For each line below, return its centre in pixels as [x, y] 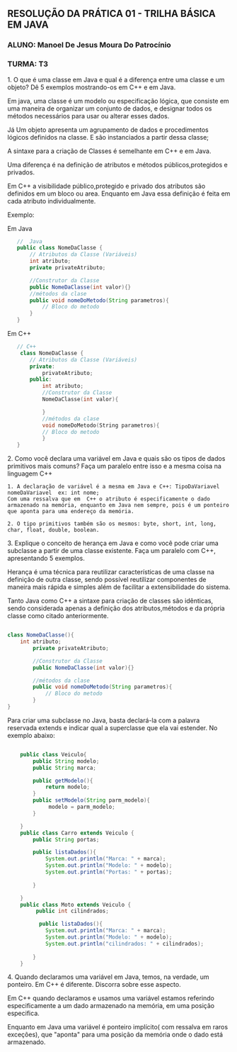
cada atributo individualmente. [52, 201]
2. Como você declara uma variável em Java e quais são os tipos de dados [116, 459]
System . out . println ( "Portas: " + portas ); [109, 872]
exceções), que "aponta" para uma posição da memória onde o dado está [115, 1035]
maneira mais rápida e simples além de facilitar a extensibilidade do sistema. [119, 587]
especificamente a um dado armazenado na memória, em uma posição [111, 1006]
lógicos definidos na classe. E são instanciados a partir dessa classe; [108, 137]
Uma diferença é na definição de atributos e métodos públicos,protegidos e [117, 164]
